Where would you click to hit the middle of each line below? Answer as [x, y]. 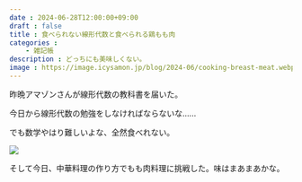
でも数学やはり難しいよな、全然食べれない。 [92, 132]
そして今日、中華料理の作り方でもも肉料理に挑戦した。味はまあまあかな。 [147, 168]
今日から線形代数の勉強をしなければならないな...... [103, 113]
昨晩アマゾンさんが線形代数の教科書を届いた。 [96, 94]
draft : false [36, 26]
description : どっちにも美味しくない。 [78, 59]
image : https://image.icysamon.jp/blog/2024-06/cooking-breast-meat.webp [152, 68]
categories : [34, 43]
